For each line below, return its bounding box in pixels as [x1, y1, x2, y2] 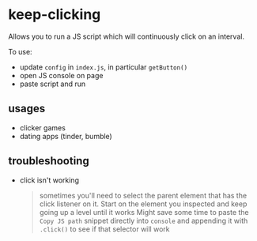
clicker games [19, 122, 66, 132]
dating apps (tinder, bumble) [19, 131, 112, 141]
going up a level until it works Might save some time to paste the [39, 207, 249, 217]
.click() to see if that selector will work [39, 224, 170, 234]
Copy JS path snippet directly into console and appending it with [39, 216, 248, 225]
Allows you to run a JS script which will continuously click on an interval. [8, 32, 245, 41]
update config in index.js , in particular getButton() [19, 62, 188, 72]
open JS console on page [19, 70, 104, 80]
